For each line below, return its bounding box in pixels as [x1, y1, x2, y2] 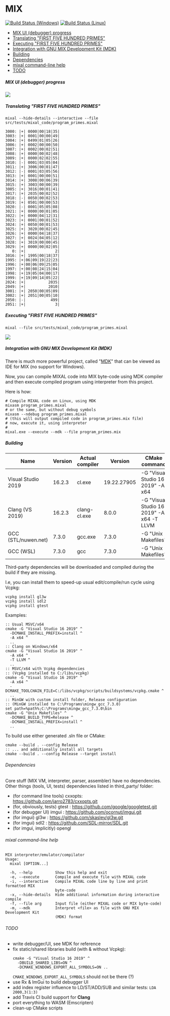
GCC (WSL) [8, 548, 36, 555]
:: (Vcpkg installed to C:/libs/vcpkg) [5, 671, 90, 676]
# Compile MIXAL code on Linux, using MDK [5, 398, 96, 403]
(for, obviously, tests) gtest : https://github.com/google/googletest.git [12, 803, 157, 809]
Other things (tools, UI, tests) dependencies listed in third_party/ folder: [5, 783, 154, 789]
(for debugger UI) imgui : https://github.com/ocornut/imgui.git [12, 809, 142, 815]
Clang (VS [8, 506, 32, 513]
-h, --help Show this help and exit [10, 870, 108, 875]
